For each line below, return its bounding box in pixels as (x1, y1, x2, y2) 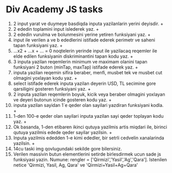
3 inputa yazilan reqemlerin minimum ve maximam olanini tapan (13, 58, 147, 64)
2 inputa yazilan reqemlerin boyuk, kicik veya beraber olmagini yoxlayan (13, 91, 165, 97)
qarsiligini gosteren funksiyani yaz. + (13, 85, 91, 92)
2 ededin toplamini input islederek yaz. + (13, 26, 99, 32)
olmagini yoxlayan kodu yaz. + (13, 75, 77, 81)
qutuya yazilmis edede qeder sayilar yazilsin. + (13, 129, 112, 135)
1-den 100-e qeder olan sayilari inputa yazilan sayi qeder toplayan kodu (13, 113, 164, 119)
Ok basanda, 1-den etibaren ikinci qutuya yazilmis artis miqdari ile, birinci (13, 124, 167, 130)
